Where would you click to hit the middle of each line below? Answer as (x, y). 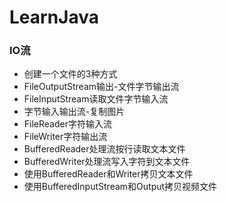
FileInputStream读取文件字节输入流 (96, 99)
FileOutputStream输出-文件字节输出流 (101, 87)
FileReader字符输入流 (67, 124)
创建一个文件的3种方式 (70, 74)
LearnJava (54, 17)
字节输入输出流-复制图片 (74, 112)
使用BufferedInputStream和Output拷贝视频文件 (120, 187)
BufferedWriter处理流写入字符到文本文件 (107, 162)
